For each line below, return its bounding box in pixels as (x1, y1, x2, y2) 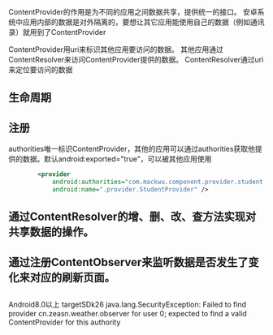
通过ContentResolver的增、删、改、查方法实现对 (8, 210, 257, 224)
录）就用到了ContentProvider (8, 28, 106, 37)
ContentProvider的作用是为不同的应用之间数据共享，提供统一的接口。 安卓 (8, 7, 258, 16)
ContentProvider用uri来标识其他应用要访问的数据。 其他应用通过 (8, 45, 223, 54)
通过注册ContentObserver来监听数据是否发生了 (8, 255, 249, 269)
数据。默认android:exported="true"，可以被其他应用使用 (22, 154, 212, 164)
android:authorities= (51, 178, 126, 187)
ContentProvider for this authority (8, 317, 121, 327)
